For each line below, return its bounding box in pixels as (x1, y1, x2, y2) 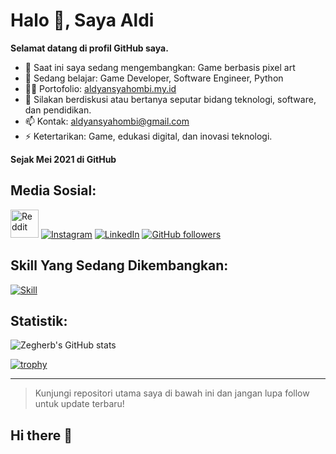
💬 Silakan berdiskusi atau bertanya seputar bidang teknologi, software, (24, 93, 317, 105)
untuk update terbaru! (34, 398, 125, 410)
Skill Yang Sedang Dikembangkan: (10, 257, 229, 274)
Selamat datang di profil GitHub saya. (10, 42, 169, 54)
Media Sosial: (10, 182, 97, 199)
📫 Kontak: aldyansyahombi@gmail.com (24, 115, 190, 127)
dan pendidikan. (24, 104, 92, 116)
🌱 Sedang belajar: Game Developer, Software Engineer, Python (24, 72, 284, 84)
